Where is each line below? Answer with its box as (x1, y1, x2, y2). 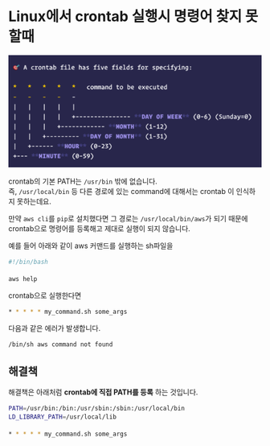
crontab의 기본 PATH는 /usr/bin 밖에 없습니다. (8, 176, 158, 186)
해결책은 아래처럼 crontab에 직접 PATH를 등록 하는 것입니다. (8, 387, 198, 397)
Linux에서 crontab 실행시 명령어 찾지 (8, 7, 243, 26)
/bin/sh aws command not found (8, 340, 113, 349)
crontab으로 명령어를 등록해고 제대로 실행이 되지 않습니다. (8, 224, 190, 233)
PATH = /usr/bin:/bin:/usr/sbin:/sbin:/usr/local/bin (8, 404, 185, 413)
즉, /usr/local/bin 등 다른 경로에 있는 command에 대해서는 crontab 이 (8, 187, 235, 196)
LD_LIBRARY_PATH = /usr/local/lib (8, 413, 117, 421)
